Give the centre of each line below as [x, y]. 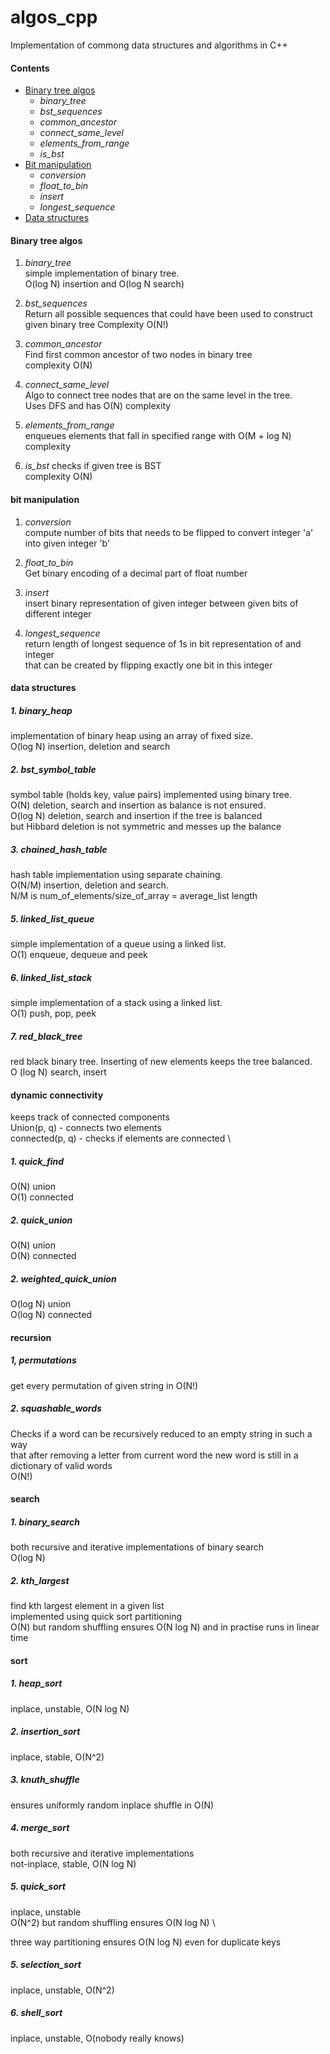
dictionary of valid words [61, 1465]
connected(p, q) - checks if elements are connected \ [121, 1138]
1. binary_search [45, 1522]
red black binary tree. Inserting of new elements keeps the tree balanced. [161, 1061]
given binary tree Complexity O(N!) [96, 325]
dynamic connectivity [57, 1095]
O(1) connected [42, 1197]
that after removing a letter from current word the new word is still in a [154, 1455]
